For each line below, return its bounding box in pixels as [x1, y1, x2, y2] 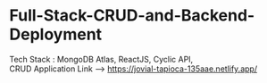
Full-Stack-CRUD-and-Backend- [9, 5, 255, 26]
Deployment [9, 24, 103, 45]
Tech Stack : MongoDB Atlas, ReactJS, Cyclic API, [9, 54, 194, 64]
